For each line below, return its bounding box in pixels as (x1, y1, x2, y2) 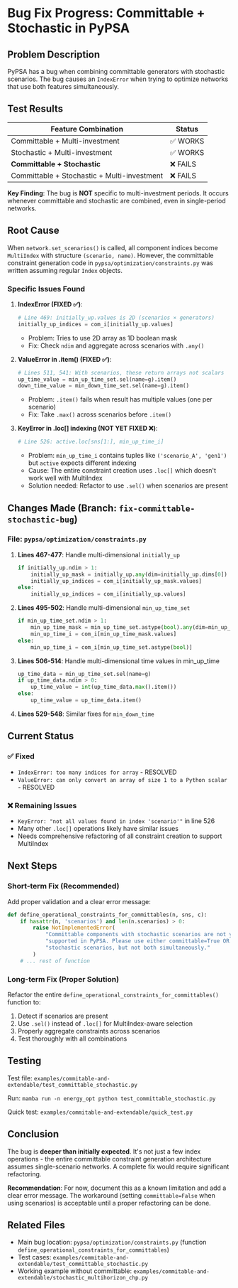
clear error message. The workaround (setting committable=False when (7, 1191, 216, 1199)
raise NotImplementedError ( (33, 924, 115, 932)
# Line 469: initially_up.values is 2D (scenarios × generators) (17, 314, 215, 321)
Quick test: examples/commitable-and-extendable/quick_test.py (7, 1107, 193, 1116)
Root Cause (7, 225, 60, 237)
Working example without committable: (17, 1267, 132, 1275)
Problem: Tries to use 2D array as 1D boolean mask (28, 333, 178, 342)
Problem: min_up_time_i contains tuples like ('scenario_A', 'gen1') (28, 451, 227, 460)
